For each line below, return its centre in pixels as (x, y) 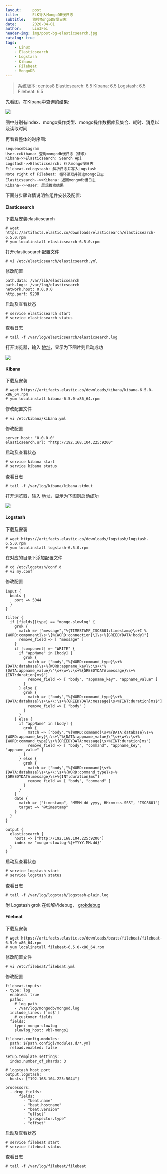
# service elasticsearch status (39, 318)
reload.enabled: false (33, 1048)
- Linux (22, 47)
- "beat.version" (41, 1109)
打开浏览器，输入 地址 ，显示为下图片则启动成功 (54, 347)
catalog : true (20, 38)
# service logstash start (32, 871)
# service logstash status (33, 875)
